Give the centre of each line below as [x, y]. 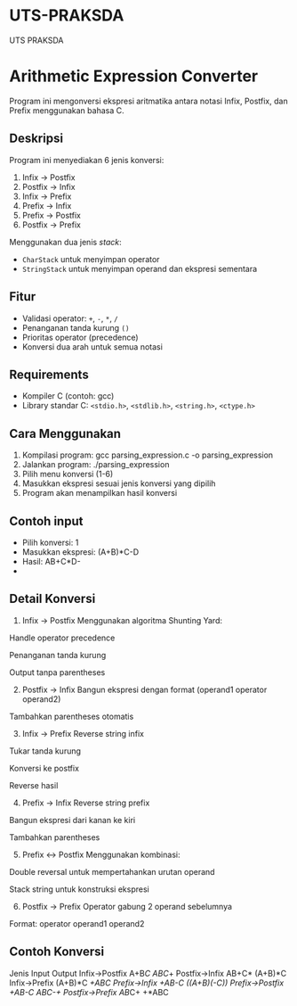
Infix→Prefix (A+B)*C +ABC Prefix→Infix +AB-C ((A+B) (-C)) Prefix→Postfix [147, 983]
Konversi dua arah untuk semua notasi [92, 346]
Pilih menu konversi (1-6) [68, 474]
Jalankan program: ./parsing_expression [96, 465]
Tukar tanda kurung [45, 751]
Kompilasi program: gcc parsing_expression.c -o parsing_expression [148, 455]
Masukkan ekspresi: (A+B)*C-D [80, 552]
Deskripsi [36, 139]
